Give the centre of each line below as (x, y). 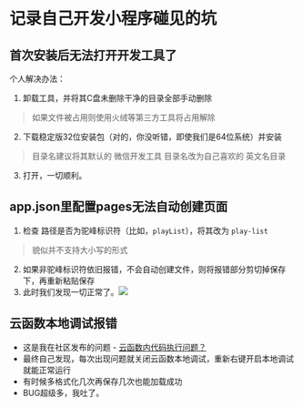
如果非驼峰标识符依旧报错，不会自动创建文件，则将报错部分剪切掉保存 (154, 269)
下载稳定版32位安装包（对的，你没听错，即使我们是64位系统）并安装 (152, 137)
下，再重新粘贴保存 (59, 280)
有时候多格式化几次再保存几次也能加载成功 (102, 381)
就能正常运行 (46, 370)
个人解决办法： (37, 79)
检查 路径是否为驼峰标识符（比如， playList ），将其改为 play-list (145, 230)
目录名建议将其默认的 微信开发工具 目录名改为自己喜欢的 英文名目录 (159, 156)
